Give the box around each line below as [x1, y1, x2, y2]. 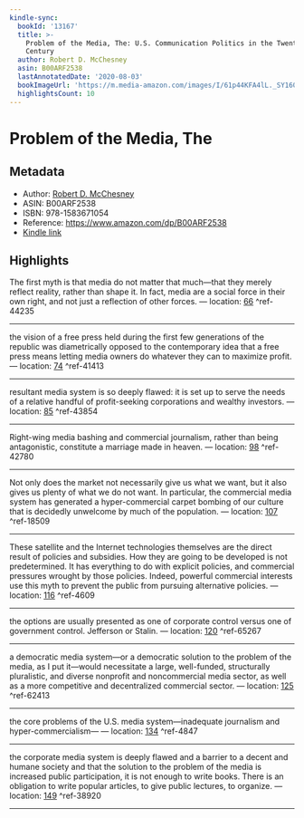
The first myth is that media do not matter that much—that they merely [9, 277, 272, 288]
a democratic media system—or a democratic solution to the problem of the [9, 651, 292, 662]
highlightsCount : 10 [17, 89, 95, 98]
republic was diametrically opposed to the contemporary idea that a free [9, 342, 280, 352]
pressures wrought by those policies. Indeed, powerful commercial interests [9, 571, 293, 582]
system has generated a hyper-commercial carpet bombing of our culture [9, 496, 284, 507]
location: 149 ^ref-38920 [9, 790, 101, 802]
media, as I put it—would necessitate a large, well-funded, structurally [9, 661, 271, 672]
